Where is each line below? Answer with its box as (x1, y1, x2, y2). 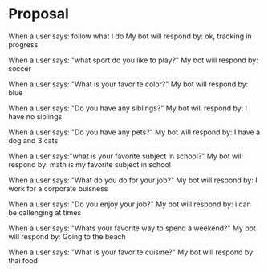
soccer (8, 63, 32, 73)
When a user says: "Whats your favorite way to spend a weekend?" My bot (8, 223, 257, 233)
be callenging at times (8, 207, 82, 217)
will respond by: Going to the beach (8, 231, 126, 241)
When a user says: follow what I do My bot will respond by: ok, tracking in (8, 31, 253, 41)
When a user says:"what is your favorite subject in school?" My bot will (8, 151, 243, 161)
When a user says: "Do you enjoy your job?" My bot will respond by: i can (8, 199, 251, 209)
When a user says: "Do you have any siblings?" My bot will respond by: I (8, 103, 247, 113)
